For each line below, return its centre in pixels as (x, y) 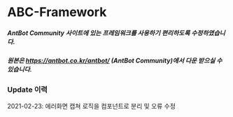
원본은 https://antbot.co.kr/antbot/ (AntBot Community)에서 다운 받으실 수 (115, 61)
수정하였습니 (208, 33)
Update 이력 (27, 90)
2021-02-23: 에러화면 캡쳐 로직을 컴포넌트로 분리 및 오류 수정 (92, 106)
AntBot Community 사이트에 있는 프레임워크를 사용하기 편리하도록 (99, 33)
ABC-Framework (57, 12)
